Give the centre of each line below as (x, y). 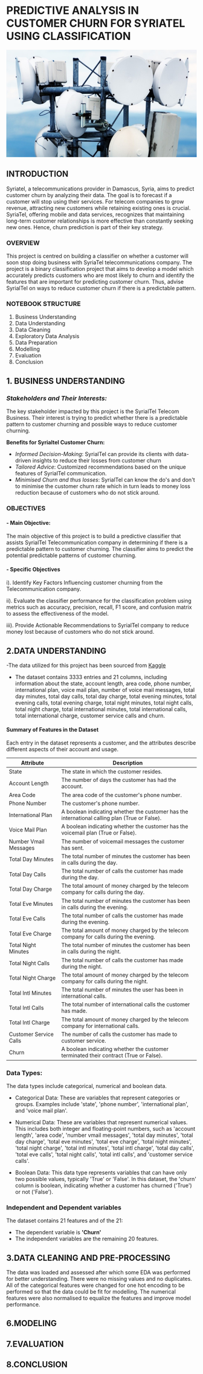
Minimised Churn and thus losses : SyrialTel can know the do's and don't (105, 480)
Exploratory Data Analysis (47, 336)
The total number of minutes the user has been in (122, 990)
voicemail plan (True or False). (99, 833)
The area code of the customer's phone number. (122, 795)
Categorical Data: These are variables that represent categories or (97, 1098)
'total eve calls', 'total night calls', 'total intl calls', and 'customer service (104, 1154)
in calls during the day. (89, 862)
